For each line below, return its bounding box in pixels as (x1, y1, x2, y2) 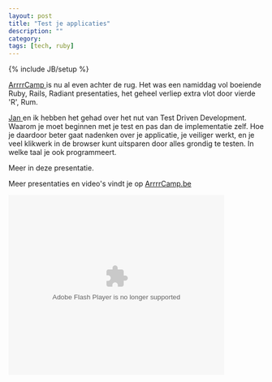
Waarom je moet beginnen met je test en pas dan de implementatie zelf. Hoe (8, 122, 264, 131)
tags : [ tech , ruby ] (8, 42, 75, 50)
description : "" (8, 27, 63, 35)
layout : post (8, 11, 53, 20)
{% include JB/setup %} (8, 64, 89, 74)
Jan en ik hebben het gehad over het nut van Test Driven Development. (8, 113, 248, 122)
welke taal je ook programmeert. (8, 148, 117, 157)
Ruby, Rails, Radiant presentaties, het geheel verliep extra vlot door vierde (8, 88, 256, 98)
